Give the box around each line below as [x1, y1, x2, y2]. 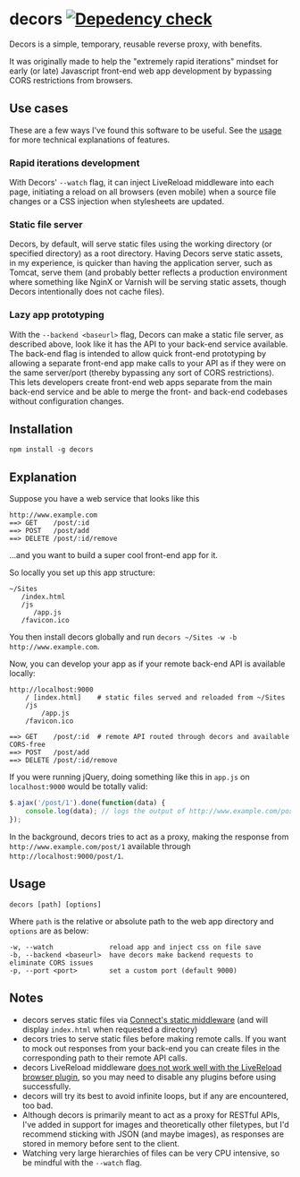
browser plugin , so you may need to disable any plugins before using [21, 1071, 277, 1082]
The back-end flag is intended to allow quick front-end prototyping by [9, 348, 266, 358]
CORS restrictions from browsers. [9, 74, 134, 85]
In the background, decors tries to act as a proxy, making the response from [9, 831, 289, 842]
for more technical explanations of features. [9, 134, 171, 145]
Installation [9, 422, 73, 437]
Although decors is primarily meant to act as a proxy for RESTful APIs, [21, 1109, 280, 1120]
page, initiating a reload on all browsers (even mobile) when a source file [9, 186, 277, 197]
